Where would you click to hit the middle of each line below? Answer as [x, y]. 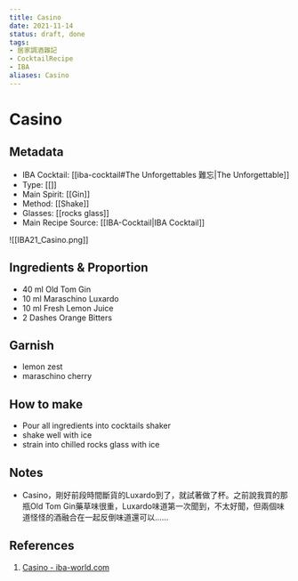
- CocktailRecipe [41, 59]
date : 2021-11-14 [41, 26]
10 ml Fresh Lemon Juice [68, 308]
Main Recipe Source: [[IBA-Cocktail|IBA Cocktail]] [113, 222]
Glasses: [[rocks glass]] [65, 213]
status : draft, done [48, 34]
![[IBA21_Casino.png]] [49, 239]
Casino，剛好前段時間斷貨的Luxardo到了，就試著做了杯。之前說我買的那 [155, 495]
